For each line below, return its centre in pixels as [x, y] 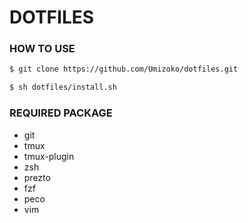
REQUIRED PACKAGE [61, 113]
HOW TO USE [42, 49]
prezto [37, 177]
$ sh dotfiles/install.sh [63, 87]
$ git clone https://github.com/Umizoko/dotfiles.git [124, 69]
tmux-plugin [49, 156]
